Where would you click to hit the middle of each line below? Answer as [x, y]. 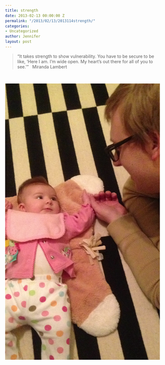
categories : [17, 26]
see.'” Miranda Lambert [42, 67]
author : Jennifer [23, 36]
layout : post [18, 42]
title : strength [22, 10]
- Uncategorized [22, 31]
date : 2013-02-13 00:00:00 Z [35, 16]
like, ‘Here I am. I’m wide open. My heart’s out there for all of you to [85, 61]
